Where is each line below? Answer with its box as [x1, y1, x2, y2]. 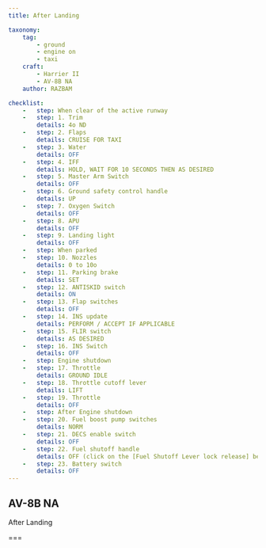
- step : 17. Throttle [22, 364, 101, 372]
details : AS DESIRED [36, 334, 104, 343]
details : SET [36, 276, 80, 284]
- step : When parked [22, 246, 97, 254]
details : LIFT [36, 386, 83, 394]
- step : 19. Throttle [22, 394, 101, 401]
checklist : [8, 99, 44, 107]
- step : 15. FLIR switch [22, 327, 112, 335]
